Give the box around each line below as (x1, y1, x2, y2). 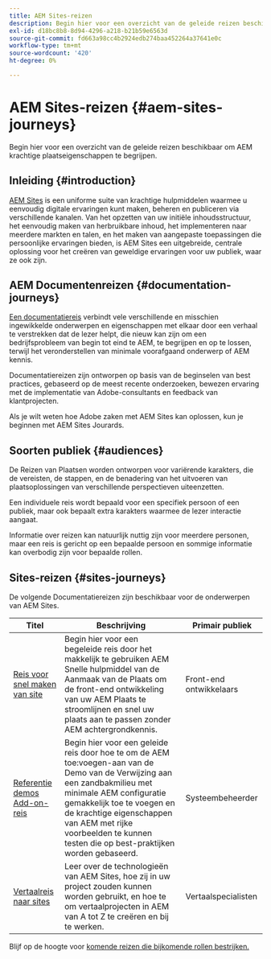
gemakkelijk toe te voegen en (64, 797, 175, 809)
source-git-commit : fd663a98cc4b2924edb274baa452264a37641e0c (9, 34, 222, 43)
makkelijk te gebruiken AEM (64, 653, 170, 665)
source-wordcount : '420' (9, 49, 92, 57)
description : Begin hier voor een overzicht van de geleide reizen (9, 19, 240, 27)
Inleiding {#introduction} (9, 174, 136, 187)
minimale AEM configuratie (64, 788, 166, 799)
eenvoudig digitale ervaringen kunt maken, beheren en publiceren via (9, 204, 240, 213)
